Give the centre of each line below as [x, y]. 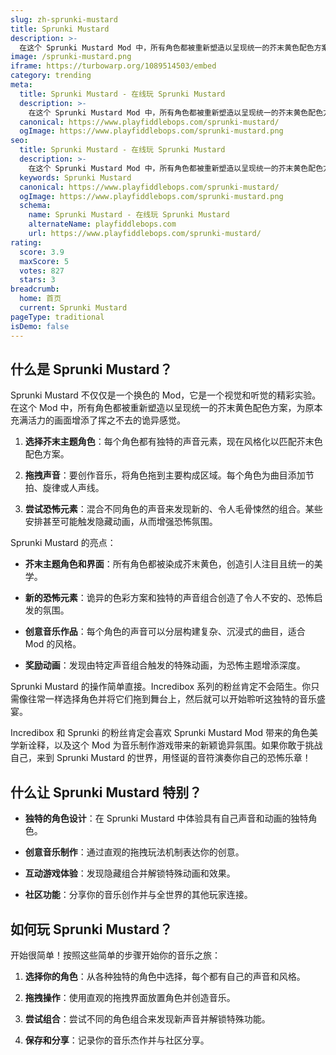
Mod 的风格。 [53, 644]
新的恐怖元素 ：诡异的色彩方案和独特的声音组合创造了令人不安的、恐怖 [169, 598]
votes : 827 [42, 271]
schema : [35, 206]
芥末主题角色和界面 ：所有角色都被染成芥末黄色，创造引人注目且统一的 [169, 564]
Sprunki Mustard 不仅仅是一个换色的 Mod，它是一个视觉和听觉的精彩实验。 [166, 395]
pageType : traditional [57, 317]
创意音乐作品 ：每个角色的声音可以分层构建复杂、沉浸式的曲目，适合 [165, 632]
